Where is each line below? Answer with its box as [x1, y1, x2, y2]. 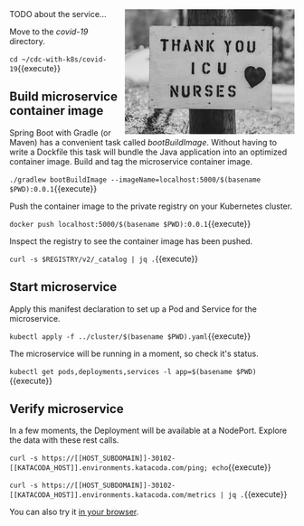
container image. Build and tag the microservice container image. [9, 155, 253, 166]
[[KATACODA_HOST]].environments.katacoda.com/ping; [9, 464, 208, 473]
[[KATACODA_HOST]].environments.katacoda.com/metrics [9, 491, 217, 500]
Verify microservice [9, 401, 124, 417]
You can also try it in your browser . [9, 506, 139, 518]
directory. [9, 36, 45, 46]
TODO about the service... [9, 9, 107, 19]
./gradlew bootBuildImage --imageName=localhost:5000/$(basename [9, 175, 261, 184]
